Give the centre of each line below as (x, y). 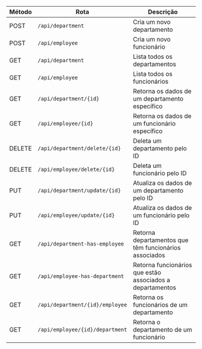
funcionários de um (161, 305)
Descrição (163, 12)
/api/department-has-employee (81, 244)
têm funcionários (157, 248)
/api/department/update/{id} (79, 190)
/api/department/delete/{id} (79, 148)
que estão (147, 272)
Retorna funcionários (163, 265)
